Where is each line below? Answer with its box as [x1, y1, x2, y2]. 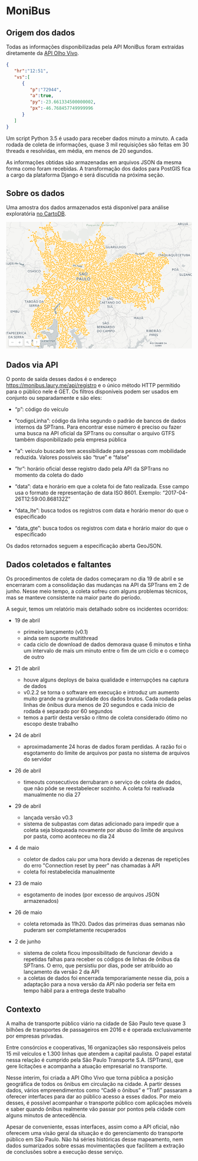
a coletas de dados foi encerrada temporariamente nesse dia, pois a [23, 974, 190, 981]
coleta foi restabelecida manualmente [23, 868, 115, 875]
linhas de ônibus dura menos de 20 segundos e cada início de [23, 702, 175, 709]
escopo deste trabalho [23, 720, 78, 728]
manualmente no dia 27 [23, 791, 81, 798]
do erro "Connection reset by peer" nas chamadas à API [23, 862, 160, 869]
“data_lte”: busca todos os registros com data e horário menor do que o [14, 507, 189, 514]
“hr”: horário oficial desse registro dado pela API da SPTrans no [14, 465, 169, 472]
